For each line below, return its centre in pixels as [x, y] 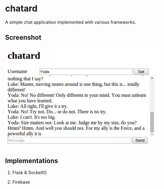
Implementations [32, 161]
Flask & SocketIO [29, 173]
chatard [21, 9]
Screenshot [23, 38]
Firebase [21, 182]
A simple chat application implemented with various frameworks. [71, 22]
